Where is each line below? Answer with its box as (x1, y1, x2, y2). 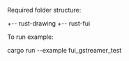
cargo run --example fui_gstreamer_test (7, 46, 122, 54)
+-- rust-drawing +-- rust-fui (7, 19, 91, 27)
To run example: (7, 33, 54, 41)
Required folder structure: (7, 6, 82, 14)
